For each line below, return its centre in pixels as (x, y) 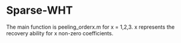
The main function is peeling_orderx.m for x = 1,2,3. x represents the (90, 27)
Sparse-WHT (40, 10)
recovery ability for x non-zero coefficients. (60, 33)
